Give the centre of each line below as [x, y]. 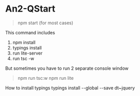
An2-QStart [30, 9]
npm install [24, 42]
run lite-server [28, 53]
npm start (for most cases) [45, 23]
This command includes [30, 32]
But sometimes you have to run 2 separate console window [67, 68]
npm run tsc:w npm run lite [46, 78]
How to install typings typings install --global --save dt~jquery [70, 88]
